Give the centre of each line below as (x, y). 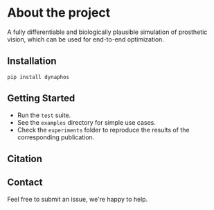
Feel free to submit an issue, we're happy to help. (78, 199)
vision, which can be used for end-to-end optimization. (86, 39)
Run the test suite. (44, 115)
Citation (25, 158)
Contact (25, 183)
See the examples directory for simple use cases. (86, 122)
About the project (59, 13)
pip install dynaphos (38, 77)
